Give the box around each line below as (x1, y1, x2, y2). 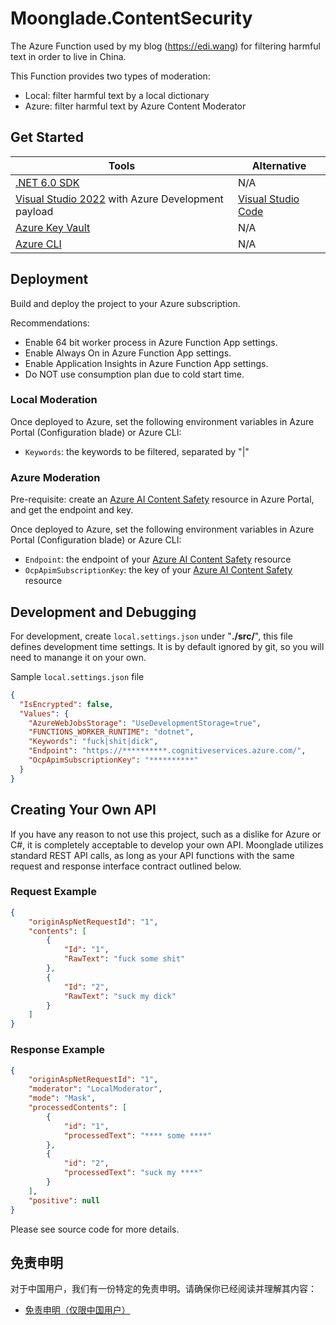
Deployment (10, 271, 89, 288)
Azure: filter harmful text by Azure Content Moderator (24, 100, 247, 112)
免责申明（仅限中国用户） (24, 1304, 131, 1316)
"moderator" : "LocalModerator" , (28, 1084, 163, 1094)
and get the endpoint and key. (10, 504, 134, 516)
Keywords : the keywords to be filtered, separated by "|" (24, 445, 250, 457)
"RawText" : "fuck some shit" (63, 954, 186, 964)
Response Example (10, 1043, 106, 1057)
